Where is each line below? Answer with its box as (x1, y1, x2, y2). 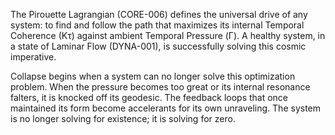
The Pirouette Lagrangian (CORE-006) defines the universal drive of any (10, 9, 308, 20)
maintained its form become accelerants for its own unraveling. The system (10, 102, 322, 114)
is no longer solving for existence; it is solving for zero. (10, 113, 236, 124)
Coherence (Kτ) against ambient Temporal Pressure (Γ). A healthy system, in (10, 30, 326, 41)
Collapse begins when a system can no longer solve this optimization (10, 70, 296, 82)
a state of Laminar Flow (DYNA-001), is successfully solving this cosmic (10, 40, 307, 52)
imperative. (10, 51, 57, 63)
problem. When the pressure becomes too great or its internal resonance (10, 81, 311, 93)
